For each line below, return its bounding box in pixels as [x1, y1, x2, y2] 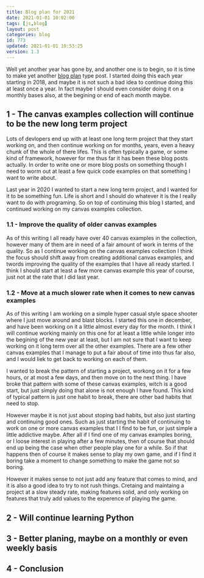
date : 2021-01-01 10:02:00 [6, 15, 75, 21]
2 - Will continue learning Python [6, 513, 134, 523]
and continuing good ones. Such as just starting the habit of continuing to [6, 418, 191, 425]
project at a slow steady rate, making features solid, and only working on [6, 488, 189, 496]
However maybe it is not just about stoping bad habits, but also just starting [6, 412, 196, 419]
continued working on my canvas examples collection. [6, 205, 143, 213]
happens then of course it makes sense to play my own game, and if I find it [6, 450, 197, 458]
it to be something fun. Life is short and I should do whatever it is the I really [6, 192, 197, 199]
